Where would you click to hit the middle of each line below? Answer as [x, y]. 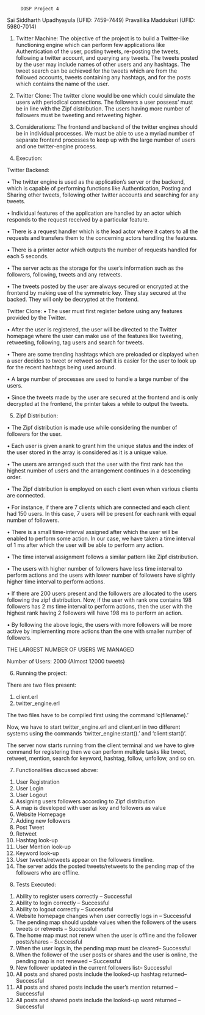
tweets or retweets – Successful [56, 929]
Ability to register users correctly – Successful [74, 896]
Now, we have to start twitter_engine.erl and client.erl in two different [94, 727]
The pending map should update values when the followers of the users [106, 922]
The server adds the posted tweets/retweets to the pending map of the [105, 866]
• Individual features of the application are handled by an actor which [94, 213]
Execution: [29, 158]
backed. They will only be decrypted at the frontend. [73, 299]
